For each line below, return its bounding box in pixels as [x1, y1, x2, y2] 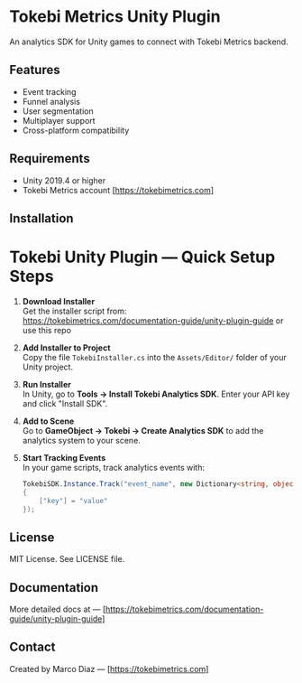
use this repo [22, 324, 72, 335]
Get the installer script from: [22, 305, 127, 316]
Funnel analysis [22, 96, 81, 107]
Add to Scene [22, 416, 75, 426]
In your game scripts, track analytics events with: [22, 462, 206, 472]
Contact [9, 640, 56, 655]
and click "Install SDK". [22, 398, 108, 408]
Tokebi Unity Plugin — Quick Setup [9, 247, 276, 267]
